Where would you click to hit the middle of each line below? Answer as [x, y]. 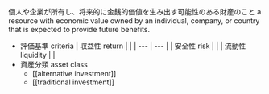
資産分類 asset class [54, 64]
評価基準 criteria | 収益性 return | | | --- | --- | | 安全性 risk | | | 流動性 [133, 46]
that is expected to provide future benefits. [79, 29]
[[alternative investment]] [74, 74]
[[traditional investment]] [73, 82]
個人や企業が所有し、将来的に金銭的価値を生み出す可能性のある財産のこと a [135, 12]
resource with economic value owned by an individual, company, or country [134, 21]
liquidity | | [37, 55]
